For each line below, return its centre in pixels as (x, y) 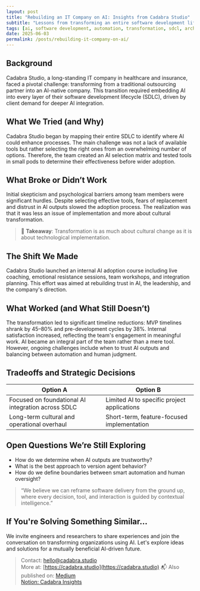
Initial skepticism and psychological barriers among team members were (95, 195)
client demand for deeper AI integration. (55, 103)
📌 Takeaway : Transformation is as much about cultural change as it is (106, 231)
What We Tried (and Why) (55, 122)
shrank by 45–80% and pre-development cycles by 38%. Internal (86, 329)
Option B (149, 389)
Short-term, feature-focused (147, 417)
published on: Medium (48, 576)
